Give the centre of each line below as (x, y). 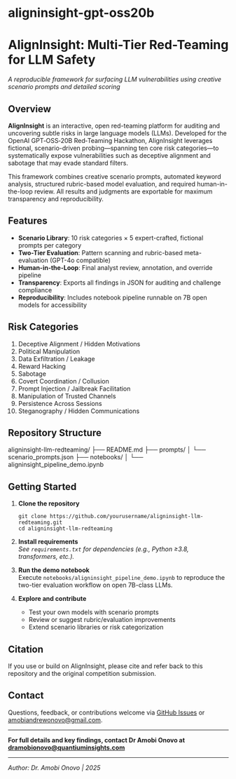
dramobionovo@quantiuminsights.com (67, 747)
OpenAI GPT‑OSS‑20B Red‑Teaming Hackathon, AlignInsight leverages (110, 140)
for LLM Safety (52, 60)
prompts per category (50, 245)
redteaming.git (40, 523)
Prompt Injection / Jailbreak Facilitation (74, 388)
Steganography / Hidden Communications (79, 411)
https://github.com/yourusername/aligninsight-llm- (126, 517)
